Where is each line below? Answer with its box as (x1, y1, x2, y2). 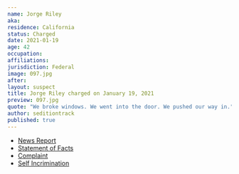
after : (7, 76, 27, 84)
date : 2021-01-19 (7, 37, 59, 44)
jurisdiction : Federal (7, 63, 75, 71)
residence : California (7, 24, 75, 31)
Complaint (17, 151, 48, 160)
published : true (7, 116, 55, 123)
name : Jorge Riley (7, 10, 62, 18)
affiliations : (7, 57, 50, 64)
